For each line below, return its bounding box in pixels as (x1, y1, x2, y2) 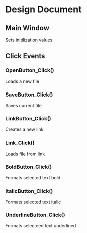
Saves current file (5, 102, 42, 108)
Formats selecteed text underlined (5, 223, 76, 229)
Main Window (5, 24, 49, 32)
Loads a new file (5, 78, 39, 84)
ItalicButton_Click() (5, 187, 53, 194)
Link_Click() (5, 139, 35, 146)
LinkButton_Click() (5, 115, 51, 122)
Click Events (5, 52, 45, 60)
